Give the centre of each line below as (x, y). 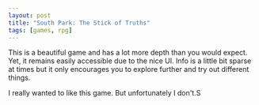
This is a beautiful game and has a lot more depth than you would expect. (128, 53)
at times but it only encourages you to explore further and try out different (129, 69)
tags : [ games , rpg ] (40, 30)
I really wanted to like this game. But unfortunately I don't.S (105, 93)
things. (19, 78)
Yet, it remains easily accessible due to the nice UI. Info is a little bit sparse (130, 61)
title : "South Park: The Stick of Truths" (79, 23)
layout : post (30, 15)
